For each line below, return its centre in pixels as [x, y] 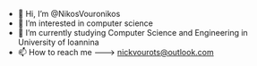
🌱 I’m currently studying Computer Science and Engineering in [133, 33]
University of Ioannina [59, 42]
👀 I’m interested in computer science [86, 23]
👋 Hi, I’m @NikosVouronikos [69, 14]
